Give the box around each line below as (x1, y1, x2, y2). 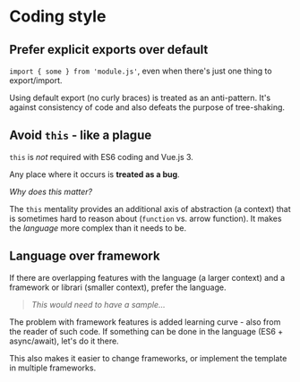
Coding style (9, 6, 107, 27)
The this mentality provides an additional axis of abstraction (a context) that (9, 203, 291, 214)
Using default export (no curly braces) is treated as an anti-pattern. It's (9, 92, 271, 103)
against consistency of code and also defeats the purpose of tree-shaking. (9, 102, 285, 113)
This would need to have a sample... (30, 299, 166, 310)
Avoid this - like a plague (9, 128, 152, 143)
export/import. (9, 75, 63, 86)
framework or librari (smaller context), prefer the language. (9, 282, 227, 293)
